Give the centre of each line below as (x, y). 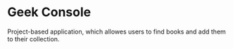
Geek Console (49, 12)
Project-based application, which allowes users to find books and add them (117, 31)
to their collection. (33, 38)
